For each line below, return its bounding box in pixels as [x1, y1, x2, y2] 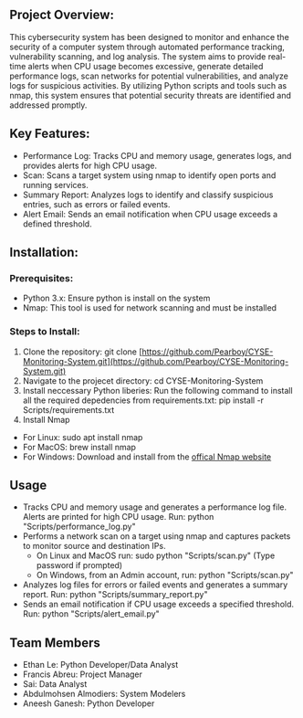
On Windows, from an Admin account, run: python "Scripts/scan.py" [36, 570, 294, 581]
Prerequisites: [9, 271, 74, 284]
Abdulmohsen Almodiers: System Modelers [22, 689, 186, 700]
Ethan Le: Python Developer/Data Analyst [22, 660, 179, 670]
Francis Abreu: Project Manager [22, 669, 143, 680]
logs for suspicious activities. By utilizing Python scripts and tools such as [9, 79, 287, 90]
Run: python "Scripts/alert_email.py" [22, 608, 160, 619]
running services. [22, 179, 89, 190]
